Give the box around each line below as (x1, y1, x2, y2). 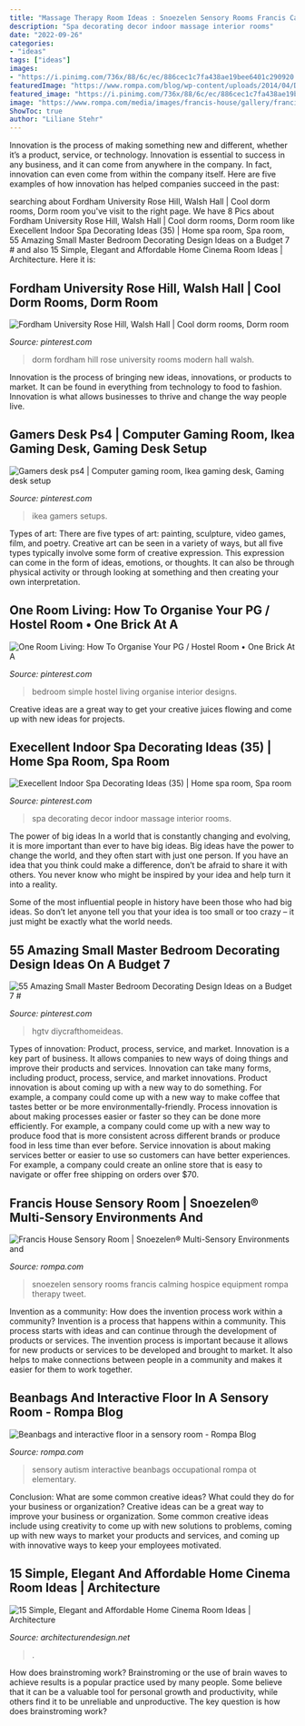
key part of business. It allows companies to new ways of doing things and (9, 1053, 289, 1065)
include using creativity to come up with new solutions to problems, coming (9, 1520, 292, 1531)
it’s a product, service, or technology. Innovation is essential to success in (9, 149, 286, 160)
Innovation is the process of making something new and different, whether (9, 140, 288, 151)
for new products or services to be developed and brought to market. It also (9, 1345, 293, 1356)
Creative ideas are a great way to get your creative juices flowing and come (9, 703, 292, 714)
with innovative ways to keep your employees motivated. (9, 1539, 222, 1550)
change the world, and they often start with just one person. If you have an (9, 850, 289, 861)
